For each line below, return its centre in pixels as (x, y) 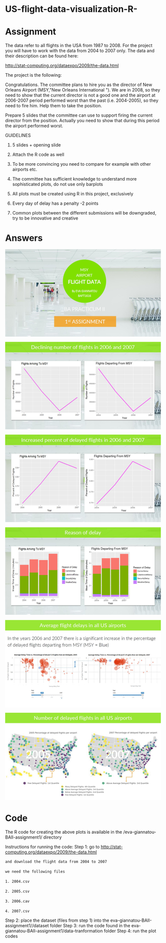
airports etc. (25, 170)
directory (52, 837)
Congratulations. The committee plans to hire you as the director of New (79, 85)
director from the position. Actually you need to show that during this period (82, 121)
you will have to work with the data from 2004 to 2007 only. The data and (80, 51)
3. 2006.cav (17, 901)
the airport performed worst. (34, 126)
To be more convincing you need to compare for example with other (82, 164)
